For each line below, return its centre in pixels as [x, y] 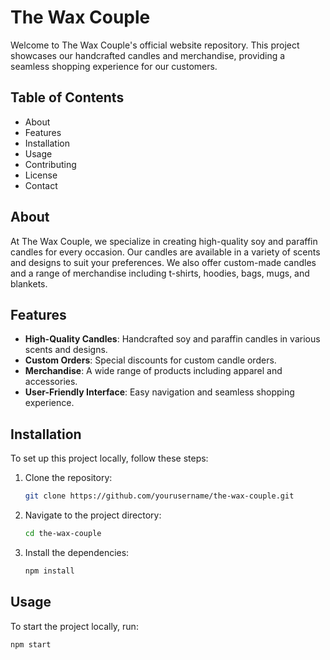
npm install [49, 571]
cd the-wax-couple [63, 534]
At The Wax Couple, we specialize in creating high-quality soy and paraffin [164, 241]
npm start [31, 644]
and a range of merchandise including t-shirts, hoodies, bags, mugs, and [160, 273]
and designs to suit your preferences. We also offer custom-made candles [163, 262]
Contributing [50, 164]
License [41, 175]
